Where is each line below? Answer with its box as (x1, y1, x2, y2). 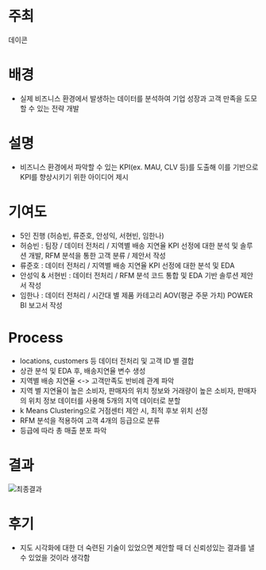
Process (8, 328, 64, 347)
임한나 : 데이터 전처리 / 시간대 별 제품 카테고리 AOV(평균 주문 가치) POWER (19, 290, 253, 300)
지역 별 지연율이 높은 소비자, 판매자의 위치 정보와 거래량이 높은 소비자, (19, 386, 236, 395)
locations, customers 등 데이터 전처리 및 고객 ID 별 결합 (19, 355, 195, 366)
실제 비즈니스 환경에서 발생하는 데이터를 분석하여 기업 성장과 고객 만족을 (19, 93, 243, 103)
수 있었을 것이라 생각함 (19, 553, 91, 562)
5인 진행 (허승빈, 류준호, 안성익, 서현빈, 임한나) (19, 231, 164, 240)
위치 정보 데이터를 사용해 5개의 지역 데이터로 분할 (28, 395, 181, 405)
